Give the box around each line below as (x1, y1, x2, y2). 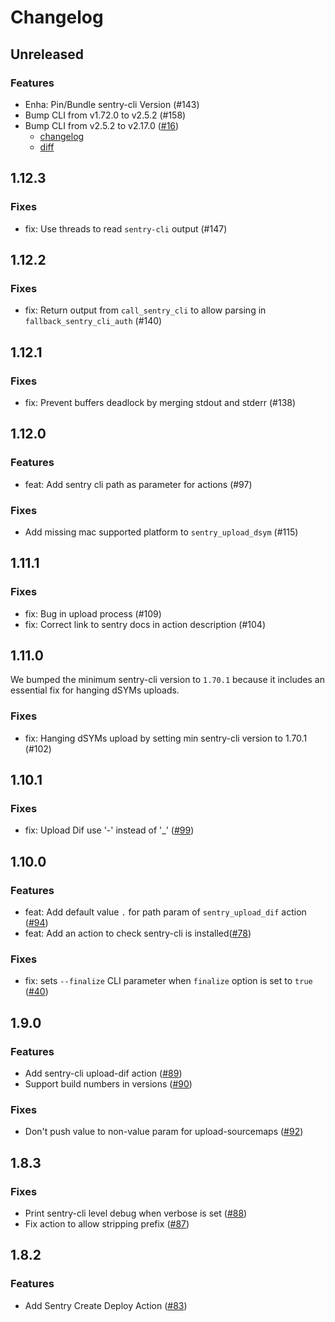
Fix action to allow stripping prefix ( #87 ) (24, 1218, 190, 1230)
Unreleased (10, 46, 85, 63)
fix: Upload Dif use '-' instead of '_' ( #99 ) (24, 824, 195, 836)
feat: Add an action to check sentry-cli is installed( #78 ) (24, 927, 252, 940)
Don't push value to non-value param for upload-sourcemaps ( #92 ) (24, 1126, 304, 1138)
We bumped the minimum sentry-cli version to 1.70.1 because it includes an (10, 674, 325, 686)
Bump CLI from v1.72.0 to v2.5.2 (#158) (24, 109, 187, 121)
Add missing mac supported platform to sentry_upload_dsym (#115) (24, 526, 299, 538)
